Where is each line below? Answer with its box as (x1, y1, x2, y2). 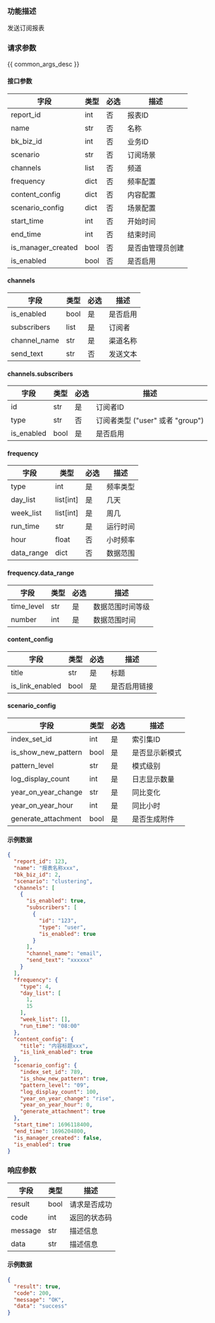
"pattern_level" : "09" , (20, 1082, 90, 1089)
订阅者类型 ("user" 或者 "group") (96, 416, 204, 425)
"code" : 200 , (13, 1290, 52, 1297)
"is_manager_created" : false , (13, 1134, 102, 1141)
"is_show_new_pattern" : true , (20, 1075, 109, 1082)
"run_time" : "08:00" (20, 1022, 80, 1029)
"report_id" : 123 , (13, 858, 68, 865)
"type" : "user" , (38, 924, 87, 931)
